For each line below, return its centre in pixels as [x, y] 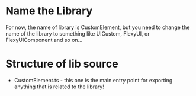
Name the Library [49, 11]
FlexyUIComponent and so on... [44, 40]
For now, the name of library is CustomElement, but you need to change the [98, 27]
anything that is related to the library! [59, 87]
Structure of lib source [62, 64]
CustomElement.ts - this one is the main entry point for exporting [93, 80]
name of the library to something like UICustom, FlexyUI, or [78, 33]
